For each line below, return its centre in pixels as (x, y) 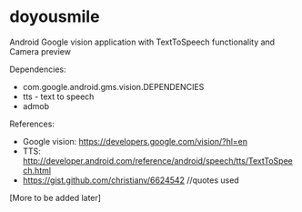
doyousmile (55, 17)
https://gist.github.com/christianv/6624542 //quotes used (131, 180)
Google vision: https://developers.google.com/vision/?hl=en (135, 141)
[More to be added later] (55, 197)
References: (32, 124)
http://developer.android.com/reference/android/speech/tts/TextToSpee (157, 160)
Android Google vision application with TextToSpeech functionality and (142, 42)
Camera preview (40, 51)
